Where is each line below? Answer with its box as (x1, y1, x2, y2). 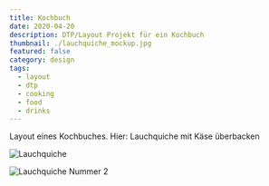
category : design (9, 55, 75, 64)
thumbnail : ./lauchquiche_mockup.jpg (9, 38, 152, 48)
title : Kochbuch (9, 13, 71, 23)
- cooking (17, 89, 54, 98)
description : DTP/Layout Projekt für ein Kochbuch (9, 30, 205, 39)
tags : (9, 64, 30, 73)
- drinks (17, 106, 51, 115)
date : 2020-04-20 (9, 22, 75, 31)
